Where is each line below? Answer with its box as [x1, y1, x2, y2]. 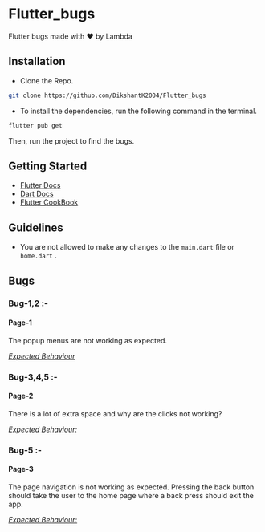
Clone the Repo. [19, 75, 74, 85]
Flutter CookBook [19, 197, 79, 207]
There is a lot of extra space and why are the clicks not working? [8, 408, 222, 418]
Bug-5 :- [8, 445, 43, 456]
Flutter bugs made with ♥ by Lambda [8, 31, 132, 41]
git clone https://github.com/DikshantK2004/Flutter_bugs [8, 91, 206, 99]
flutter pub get [8, 121, 63, 129]
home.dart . [19, 250, 58, 261]
